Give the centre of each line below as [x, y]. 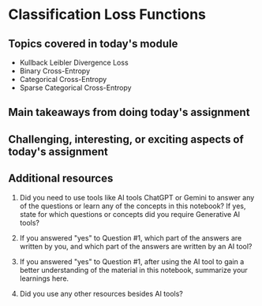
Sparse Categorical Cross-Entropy [75, 88]
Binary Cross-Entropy [55, 71]
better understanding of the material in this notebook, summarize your [134, 270]
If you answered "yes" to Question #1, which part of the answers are [131, 237]
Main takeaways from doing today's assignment [129, 112]
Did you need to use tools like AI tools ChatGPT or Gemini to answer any [137, 197]
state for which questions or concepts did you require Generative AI [130, 214]
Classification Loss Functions [107, 15]
